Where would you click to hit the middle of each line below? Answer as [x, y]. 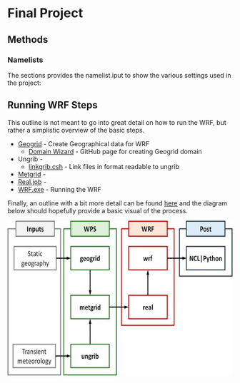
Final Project [45, 13]
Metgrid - [32, 174]
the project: [24, 83]
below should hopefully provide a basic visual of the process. [97, 210]
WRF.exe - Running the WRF [60, 189]
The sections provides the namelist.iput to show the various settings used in [119, 75]
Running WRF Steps [52, 105]
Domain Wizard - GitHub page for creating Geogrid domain [115, 151]
